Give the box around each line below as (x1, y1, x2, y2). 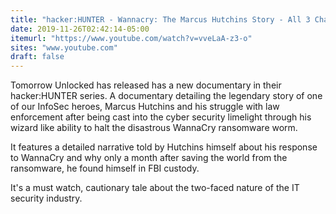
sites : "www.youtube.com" (10, 42, 118, 53)
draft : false (10, 52, 65, 62)
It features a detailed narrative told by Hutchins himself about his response (10, 141, 318, 153)
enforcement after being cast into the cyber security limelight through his (10, 111, 312, 123)
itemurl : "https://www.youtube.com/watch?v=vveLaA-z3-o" (10, 33, 253, 43)
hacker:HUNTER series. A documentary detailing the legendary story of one (10, 90, 323, 102)
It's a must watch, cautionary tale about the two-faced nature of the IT (10, 182, 300, 194)
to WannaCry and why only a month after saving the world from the (10, 152, 288, 164)
